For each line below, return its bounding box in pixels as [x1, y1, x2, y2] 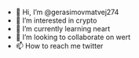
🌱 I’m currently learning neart [15, 24, 111, 33]
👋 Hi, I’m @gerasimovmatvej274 [15, 8, 119, 16]
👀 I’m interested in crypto [15, 16, 97, 25]
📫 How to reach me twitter [15, 42, 104, 50]
